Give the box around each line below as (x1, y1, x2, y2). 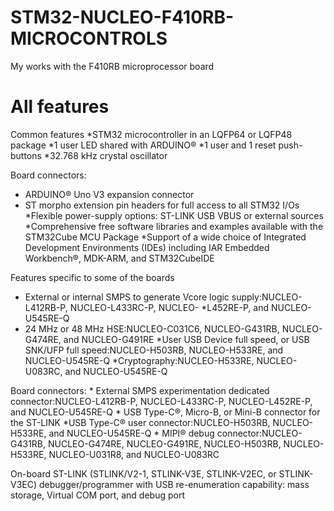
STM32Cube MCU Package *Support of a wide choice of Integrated (24, 231, 307, 243)
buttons (10, 149, 42, 161)
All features (10, 96, 110, 118)
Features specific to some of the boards (10, 271, 175, 283)
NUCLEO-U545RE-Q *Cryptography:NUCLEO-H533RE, (24, 354, 255, 366)
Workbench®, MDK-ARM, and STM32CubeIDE (24, 252, 215, 264)
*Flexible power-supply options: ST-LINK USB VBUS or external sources (24, 209, 324, 221)
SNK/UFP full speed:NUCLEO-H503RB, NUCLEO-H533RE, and (24, 344, 284, 356)
